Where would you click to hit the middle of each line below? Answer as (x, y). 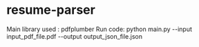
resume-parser (51, 10)
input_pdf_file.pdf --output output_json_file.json (75, 36)
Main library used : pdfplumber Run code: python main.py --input (99, 29)
